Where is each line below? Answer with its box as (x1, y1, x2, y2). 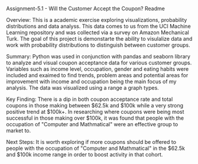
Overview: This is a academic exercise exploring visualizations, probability (6, 17, 187, 23)
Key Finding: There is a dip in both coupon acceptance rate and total (6, 96, 173, 103)
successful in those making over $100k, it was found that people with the (6, 114, 184, 122)
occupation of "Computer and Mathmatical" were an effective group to (6, 121, 178, 127)
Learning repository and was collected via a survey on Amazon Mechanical (6, 29, 189, 36)
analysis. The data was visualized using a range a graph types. (6, 84, 160, 91)
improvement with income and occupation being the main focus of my (6, 78, 177, 85)
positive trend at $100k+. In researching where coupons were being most (6, 109, 184, 115)
